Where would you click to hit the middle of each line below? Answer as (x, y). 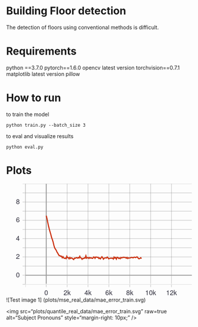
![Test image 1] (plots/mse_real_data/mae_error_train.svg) (76, 300)
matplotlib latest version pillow (43, 74)
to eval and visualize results (40, 136)
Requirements (41, 51)
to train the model (27, 114)
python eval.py (25, 147)
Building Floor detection (66, 11)
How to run (34, 98)
